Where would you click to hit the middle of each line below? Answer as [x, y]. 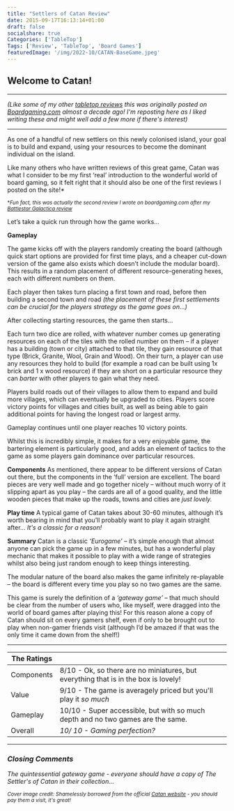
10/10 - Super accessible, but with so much [132, 710]
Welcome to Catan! [50, 81]
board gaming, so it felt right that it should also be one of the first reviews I [114, 182]
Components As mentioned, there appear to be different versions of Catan [115, 469]
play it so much [85, 699]
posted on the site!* [36, 190]
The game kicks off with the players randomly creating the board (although [115, 248]
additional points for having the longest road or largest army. [94, 414]
